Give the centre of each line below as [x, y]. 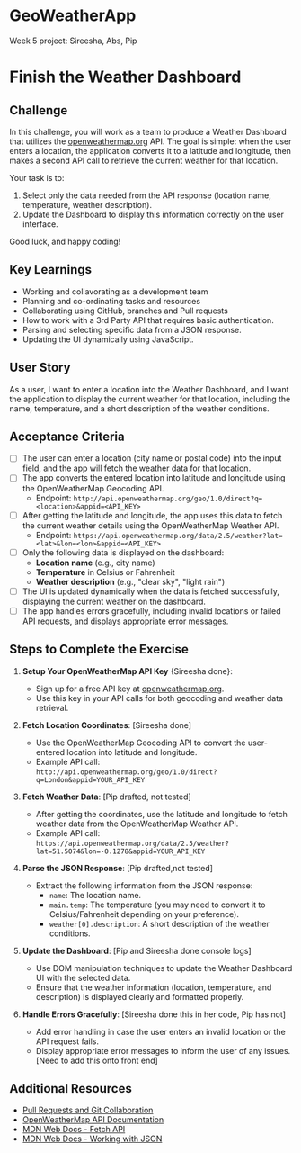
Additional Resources [71, 1089]
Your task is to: [37, 177]
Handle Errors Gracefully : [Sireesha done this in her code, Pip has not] [154, 1014]
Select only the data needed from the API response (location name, [147, 195]
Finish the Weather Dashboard [125, 77]
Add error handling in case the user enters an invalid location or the [160, 1031]
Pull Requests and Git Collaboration [88, 1110]
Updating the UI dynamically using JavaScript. [108, 339]
